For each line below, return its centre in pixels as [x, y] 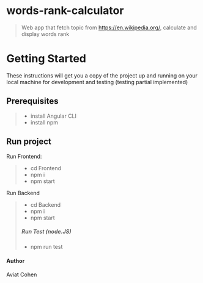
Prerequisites [32, 101]
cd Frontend [46, 168]
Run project [29, 142]
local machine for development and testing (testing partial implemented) [97, 82]
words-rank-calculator [65, 11]
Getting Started [46, 59]
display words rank [45, 34]
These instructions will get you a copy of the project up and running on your [102, 75]
